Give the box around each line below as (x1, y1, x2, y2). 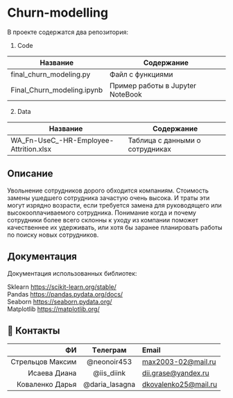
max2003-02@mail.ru (141, 357, 216, 367)
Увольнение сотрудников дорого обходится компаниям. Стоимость (7, 186, 209, 194)
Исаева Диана (27, 368, 77, 378)
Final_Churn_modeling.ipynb (10, 85, 103, 94)
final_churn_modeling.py (10, 69, 91, 79)
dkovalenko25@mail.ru (141, 380, 218, 390)
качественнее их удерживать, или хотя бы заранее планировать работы (7, 223, 223, 231)
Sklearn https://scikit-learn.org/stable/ (7, 283, 116, 291)
